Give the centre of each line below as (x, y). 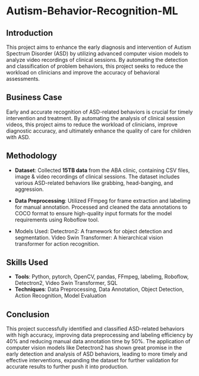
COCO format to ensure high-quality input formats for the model (93, 213)
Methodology (32, 156)
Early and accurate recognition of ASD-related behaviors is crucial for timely (99, 112)
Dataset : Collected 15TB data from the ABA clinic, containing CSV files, (102, 170)
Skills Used (27, 263)
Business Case (34, 97)
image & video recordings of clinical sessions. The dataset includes (97, 176)
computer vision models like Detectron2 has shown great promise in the (94, 348)
